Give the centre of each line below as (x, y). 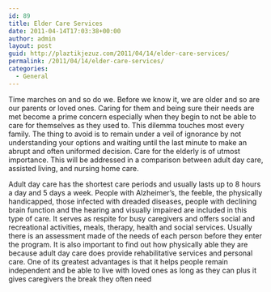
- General (32, 76)
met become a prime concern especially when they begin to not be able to (132, 116)
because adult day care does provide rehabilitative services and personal (131, 253)
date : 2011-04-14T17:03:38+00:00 (65, 31)
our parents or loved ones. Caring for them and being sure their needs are (131, 108)
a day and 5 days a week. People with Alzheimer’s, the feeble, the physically (135, 192)
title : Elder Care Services (56, 24)
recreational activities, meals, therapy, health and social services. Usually (130, 227)
